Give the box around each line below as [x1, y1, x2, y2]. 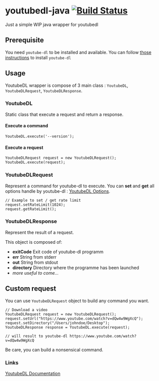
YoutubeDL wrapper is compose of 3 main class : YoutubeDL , [5, 82, 128, 88]
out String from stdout [12, 259, 58, 265]
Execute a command [5, 123, 48, 129]
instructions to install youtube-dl [5, 54, 71, 60]
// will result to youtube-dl [5, 334, 68, 339]
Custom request [5, 285, 56, 293]
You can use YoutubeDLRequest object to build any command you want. [5, 298, 150, 304]
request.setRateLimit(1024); [5, 202, 66, 207]
